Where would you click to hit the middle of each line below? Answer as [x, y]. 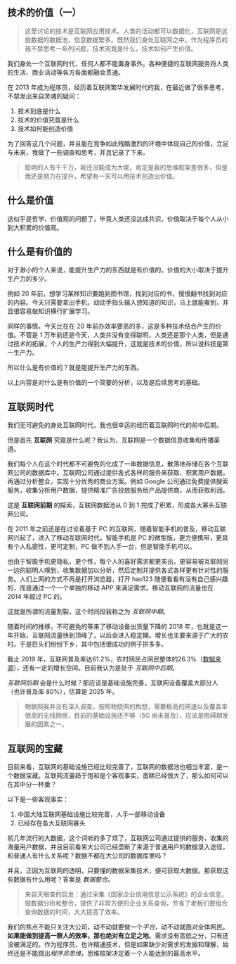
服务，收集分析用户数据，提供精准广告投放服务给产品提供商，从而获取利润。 [118, 490]
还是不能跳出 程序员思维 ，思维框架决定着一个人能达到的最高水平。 [109, 953]
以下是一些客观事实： [38, 799]
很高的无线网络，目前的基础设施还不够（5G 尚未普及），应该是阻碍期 [123, 716]
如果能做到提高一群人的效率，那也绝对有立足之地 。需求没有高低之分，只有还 [118, 936]
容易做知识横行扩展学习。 [56, 311]
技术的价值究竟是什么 [48, 120]
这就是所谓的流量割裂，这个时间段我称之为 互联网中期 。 [88, 611]
